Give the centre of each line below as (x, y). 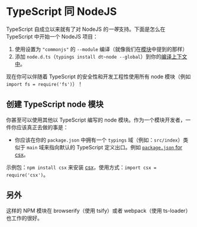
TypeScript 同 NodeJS (62, 12)
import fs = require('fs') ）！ (44, 84)
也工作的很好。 (24, 218)
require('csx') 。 (28, 174)
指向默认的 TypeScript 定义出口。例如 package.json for (116, 147)
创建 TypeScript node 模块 (55, 105)
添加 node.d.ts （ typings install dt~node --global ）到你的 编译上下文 (101, 56)
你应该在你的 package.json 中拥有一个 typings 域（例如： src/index (96, 140)
